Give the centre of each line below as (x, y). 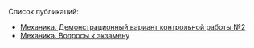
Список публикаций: (43, 12)
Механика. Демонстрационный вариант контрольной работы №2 (133, 27)
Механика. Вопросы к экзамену (75, 36)
